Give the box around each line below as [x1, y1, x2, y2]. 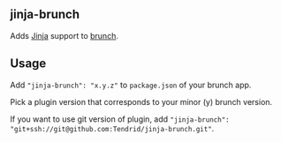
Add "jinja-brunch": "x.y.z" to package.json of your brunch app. [10, 79, 252, 90]
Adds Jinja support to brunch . [10, 30, 118, 41]
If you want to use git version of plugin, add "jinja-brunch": [10, 114, 230, 124]
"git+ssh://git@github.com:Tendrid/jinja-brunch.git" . [10, 123, 215, 133]
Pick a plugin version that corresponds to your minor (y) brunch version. [10, 96, 273, 107]
